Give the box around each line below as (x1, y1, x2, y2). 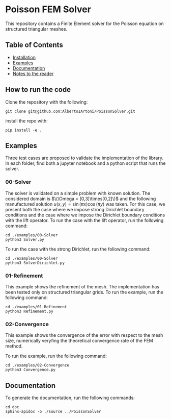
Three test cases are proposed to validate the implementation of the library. (5, 155, 164, 161)
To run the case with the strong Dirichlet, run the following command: (5, 246, 151, 252)
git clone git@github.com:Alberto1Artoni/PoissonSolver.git (5, 109, 136, 114)
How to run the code (5, 85, 71, 94)
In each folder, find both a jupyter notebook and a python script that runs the (5, 160, 166, 166)
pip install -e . (5, 128, 42, 133)
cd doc (5, 405, 19, 410)
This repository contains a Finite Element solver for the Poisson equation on (5, 20, 164, 27)
